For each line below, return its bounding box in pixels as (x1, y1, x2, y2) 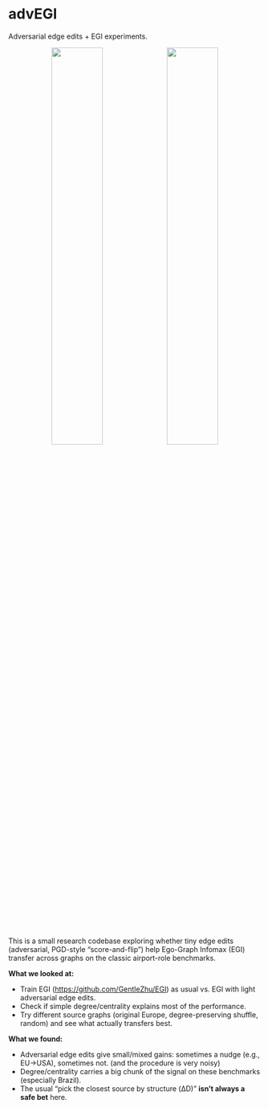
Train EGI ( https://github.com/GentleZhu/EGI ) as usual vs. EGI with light (19, 984, 255, 994)
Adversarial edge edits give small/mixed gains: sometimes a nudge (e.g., (19, 1049, 261, 1059)
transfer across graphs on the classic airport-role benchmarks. (8, 953, 217, 962)
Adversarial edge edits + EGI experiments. (8, 31, 148, 41)
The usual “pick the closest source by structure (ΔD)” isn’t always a (19, 1083, 246, 1094)
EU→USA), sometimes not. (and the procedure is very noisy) (19, 1058, 221, 1068)
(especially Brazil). (19, 1075, 82, 1085)
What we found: (8, 1034, 63, 1044)
